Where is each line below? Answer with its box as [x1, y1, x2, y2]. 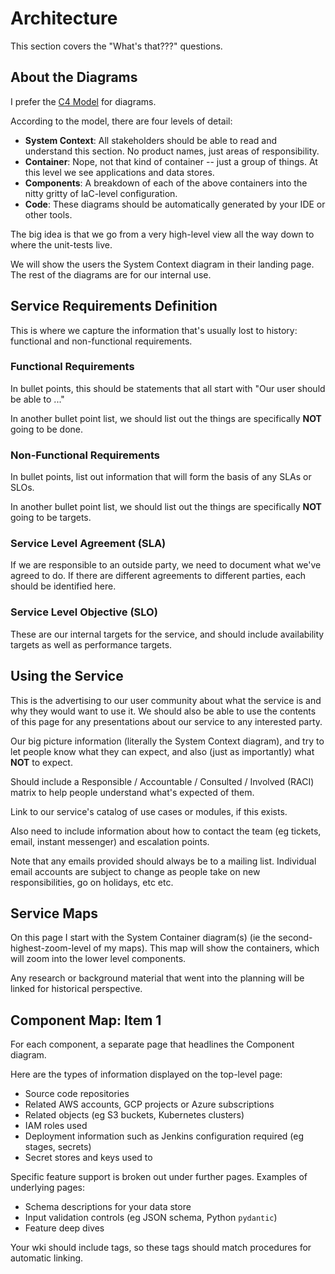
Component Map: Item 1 [10, 1012, 162, 1029]
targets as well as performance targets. [10, 638, 173, 651]
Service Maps [10, 905, 99, 922]
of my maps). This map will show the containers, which [93, 942, 320, 954]
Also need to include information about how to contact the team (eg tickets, [10, 825, 322, 837]
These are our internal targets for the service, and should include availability [10, 628, 325, 640]
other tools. [24, 208, 73, 221]
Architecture [10, 7, 118, 30]
